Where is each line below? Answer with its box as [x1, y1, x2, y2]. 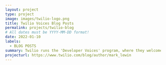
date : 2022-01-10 [5, 35, 41, 40]
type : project [5, 12, 35, 17]
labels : [5, 39, 21, 44]
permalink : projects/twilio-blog [5, 25, 74, 30]
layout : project [5, 7, 39, 12]
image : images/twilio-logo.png [5, 16, 70, 21]
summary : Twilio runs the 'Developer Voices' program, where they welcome [5, 48, 163, 53]
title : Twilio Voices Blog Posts [5, 21, 74, 26]
